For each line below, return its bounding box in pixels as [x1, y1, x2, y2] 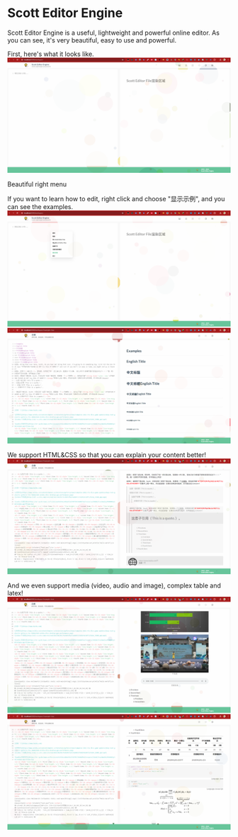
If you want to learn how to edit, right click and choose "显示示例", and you [7, 195, 225, 203]
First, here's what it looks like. [7, 50, 94, 58]
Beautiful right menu [7, 180, 67, 189]
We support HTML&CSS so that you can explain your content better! [7, 450, 207, 459]
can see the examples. [7, 203, 73, 211]
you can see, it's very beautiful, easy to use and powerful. [7, 35, 177, 44]
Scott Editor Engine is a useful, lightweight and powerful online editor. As [7, 28, 220, 37]
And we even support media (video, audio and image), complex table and [7, 581, 222, 590]
